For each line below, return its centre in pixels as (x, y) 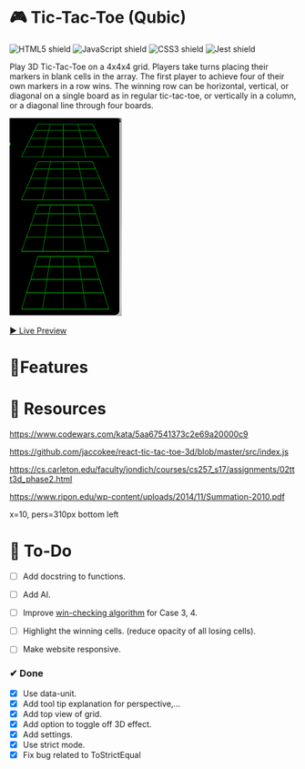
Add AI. (36, 595)
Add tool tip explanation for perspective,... (101, 703)
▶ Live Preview (38, 330)
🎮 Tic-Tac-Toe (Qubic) (98, 18)
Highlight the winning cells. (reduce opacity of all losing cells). (139, 631)
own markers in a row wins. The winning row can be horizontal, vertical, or (149, 86)
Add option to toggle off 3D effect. (87, 723)
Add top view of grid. (62, 713)
